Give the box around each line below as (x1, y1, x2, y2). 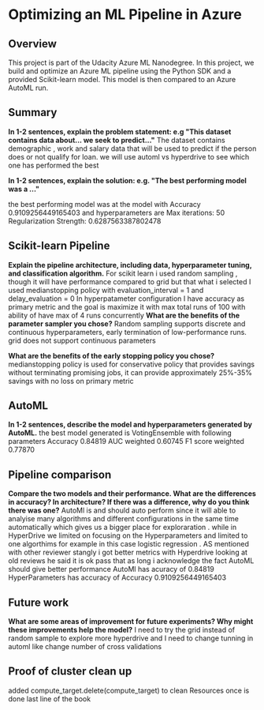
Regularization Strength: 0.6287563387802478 (8, 216, 162, 226)
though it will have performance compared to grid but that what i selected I (8, 276, 251, 286)
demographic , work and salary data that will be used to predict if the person (8, 144, 257, 153)
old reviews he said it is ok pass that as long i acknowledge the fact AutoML (8, 556, 255, 565)
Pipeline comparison (8, 468, 112, 481)
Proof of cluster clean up (8, 665, 132, 678)
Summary (8, 106, 58, 119)
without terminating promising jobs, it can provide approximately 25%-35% (8, 367, 252, 377)
